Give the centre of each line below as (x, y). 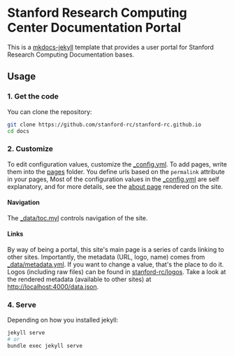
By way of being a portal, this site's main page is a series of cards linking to (116, 250)
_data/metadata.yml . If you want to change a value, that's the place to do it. (116, 264)
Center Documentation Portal (94, 28)
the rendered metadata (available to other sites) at (79, 279)
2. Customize (30, 149)
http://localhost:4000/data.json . (53, 287)
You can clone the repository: (50, 112)
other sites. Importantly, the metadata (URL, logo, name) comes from (106, 257)
